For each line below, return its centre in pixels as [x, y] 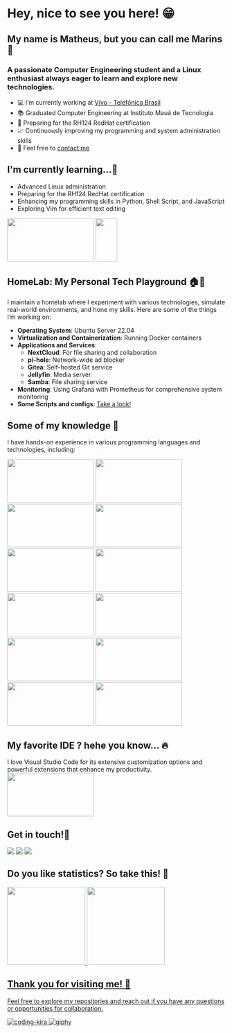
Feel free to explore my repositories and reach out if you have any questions [116, 1001]
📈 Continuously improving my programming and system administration [118, 130]
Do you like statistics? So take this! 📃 [88, 874]
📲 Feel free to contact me [53, 148]
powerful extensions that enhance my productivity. [80, 770]
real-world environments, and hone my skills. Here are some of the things [112, 309]
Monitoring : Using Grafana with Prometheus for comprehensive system [119, 389]
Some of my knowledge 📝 [63, 425]
